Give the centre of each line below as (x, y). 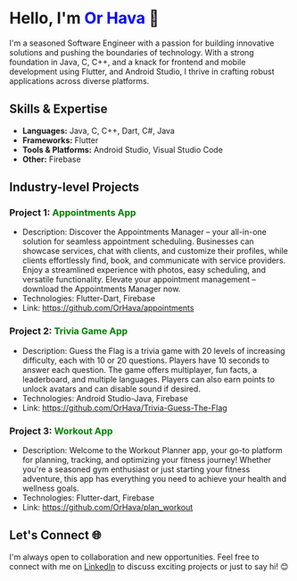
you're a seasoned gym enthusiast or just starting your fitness (136, 469)
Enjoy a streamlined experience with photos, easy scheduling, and (144, 270)
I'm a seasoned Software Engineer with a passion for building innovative (142, 43)
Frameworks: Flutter (60, 140)
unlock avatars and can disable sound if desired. (111, 389)
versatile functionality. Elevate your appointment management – (139, 280)
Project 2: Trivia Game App (69, 332)
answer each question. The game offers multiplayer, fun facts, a (140, 369)
